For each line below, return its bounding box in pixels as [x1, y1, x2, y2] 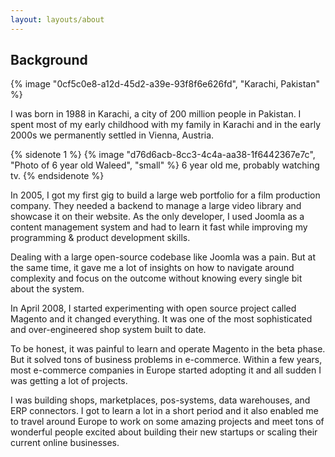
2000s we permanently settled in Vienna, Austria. [10, 129, 215, 141]
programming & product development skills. [10, 232, 191, 244]
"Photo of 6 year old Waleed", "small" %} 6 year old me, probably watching [10, 159, 320, 171]
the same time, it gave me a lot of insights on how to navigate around [10, 262, 295, 274]
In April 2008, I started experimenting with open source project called [10, 302, 297, 315]
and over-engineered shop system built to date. [10, 324, 207, 336]
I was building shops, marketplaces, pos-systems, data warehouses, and [10, 394, 311, 406]
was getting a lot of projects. [10, 375, 128, 387]
